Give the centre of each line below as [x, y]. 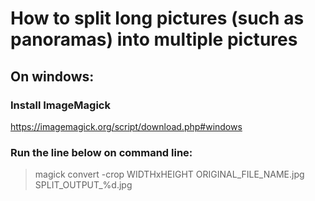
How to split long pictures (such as [157, 18]
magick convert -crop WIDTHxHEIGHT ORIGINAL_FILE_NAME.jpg [169, 174]
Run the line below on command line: [101, 152]
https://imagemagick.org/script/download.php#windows [126, 126]
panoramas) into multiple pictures [154, 39]
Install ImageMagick [60, 105]
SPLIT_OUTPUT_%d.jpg [83, 185]
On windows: [52, 76]
